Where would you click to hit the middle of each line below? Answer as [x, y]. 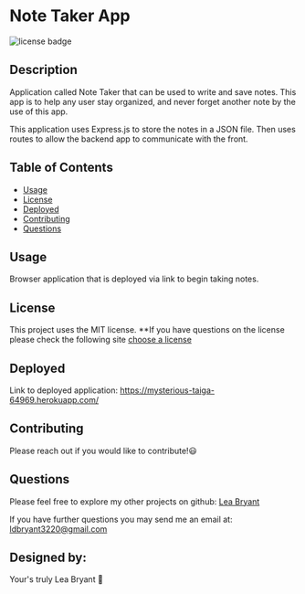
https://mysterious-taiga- [167, 390]
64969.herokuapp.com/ [54, 400]
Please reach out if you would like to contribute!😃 [104, 451]
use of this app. [39, 111]
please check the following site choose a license [100, 340]
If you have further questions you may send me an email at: [121, 519]
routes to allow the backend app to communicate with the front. [129, 139]
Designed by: [48, 558]
